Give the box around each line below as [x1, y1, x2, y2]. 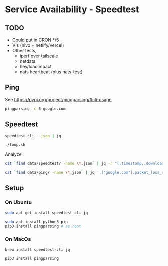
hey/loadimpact [19, 64, 52, 69]
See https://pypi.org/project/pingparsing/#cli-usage [5, 96, 112, 102]
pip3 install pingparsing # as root [5, 224, 81, 229]
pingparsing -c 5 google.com [5, 106, 66, 111]
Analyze [5, 151, 22, 157]
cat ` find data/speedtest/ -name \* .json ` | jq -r [5, 161, 113, 166]
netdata [19, 58, 36, 64]
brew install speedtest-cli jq [5, 247, 70, 252]
